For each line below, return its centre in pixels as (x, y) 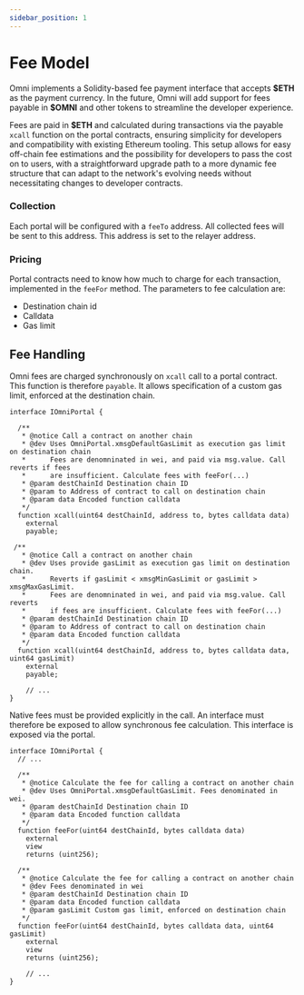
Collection (33, 206)
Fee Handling (48, 354)
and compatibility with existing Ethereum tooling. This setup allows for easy (151, 144)
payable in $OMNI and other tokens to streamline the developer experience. (152, 107)
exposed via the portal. (52, 734)
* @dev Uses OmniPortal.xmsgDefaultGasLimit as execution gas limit (153, 443)
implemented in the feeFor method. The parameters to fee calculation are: (147, 289)
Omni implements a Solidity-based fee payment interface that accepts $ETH (152, 88)
